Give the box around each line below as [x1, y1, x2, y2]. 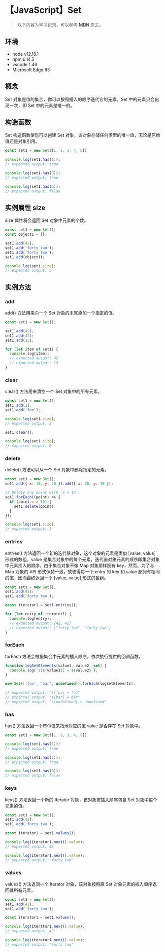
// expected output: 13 [9, 360, 58, 365]
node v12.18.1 [12, 51, 39, 57]
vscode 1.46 [12, 61, 37, 67]
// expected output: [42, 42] [9, 621, 71, 626]
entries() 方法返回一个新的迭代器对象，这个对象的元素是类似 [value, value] [5, 550, 156, 556]
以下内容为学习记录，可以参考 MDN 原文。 [17, 22, 103, 28]
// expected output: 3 [5, 268, 52, 273]
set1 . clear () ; [5, 430, 34, 435]
